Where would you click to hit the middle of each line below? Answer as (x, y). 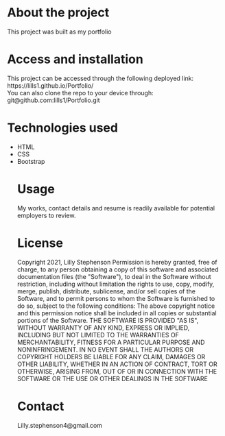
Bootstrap (31, 161)
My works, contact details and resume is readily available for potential (116, 208)
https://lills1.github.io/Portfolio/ (50, 85)
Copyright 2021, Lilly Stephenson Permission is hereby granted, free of (117, 262)
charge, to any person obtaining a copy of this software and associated (118, 269)
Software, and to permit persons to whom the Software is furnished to (116, 298)
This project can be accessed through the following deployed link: (100, 78)
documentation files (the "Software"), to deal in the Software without (114, 276)
